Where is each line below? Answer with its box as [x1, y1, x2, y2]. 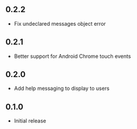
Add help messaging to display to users [13, 85, 109, 92]
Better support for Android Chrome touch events [13, 53, 131, 60]
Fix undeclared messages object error [13, 20, 106, 27]
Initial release [13, 117, 46, 124]
